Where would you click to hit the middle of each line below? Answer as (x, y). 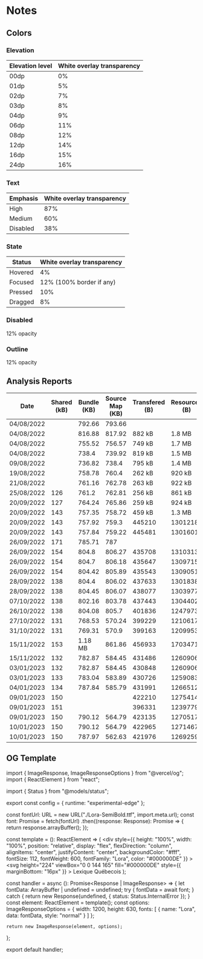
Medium (21, 219)
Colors (19, 33)
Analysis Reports (39, 382)
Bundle (89, 402)
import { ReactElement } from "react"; (53, 779)
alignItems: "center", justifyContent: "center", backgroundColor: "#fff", (94, 852)
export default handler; (35, 949)
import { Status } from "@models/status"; (58, 791)
